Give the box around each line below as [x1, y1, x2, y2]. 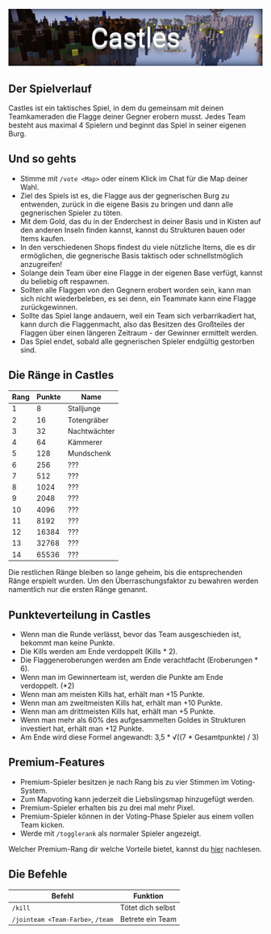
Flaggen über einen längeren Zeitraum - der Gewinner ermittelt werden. [19, 327, 258, 337]
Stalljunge [67, 404, 101, 414]
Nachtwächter [67, 426, 115, 436]
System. [19, 786, 48, 795]
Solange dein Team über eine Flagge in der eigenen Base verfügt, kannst [19, 268, 263, 277]
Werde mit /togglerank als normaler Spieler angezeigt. [19, 828, 202, 838]
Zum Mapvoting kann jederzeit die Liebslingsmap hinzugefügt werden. [19, 794, 255, 803]
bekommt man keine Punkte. [19, 638, 115, 648]
